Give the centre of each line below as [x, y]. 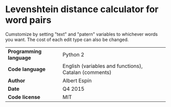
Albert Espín [77, 81]
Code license [24, 97]
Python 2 [74, 54]
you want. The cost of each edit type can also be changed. [67, 40]
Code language [27, 69]
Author [17, 81]
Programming [25, 51]
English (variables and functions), [103, 66]
